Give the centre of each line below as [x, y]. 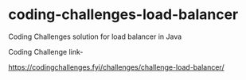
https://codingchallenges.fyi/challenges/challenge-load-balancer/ [116, 67]
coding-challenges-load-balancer [123, 15]
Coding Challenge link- [46, 51]
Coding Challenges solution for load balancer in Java [95, 36]
